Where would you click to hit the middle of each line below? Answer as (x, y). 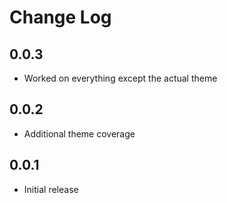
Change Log (60, 17)
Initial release (51, 189)
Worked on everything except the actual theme (120, 78)
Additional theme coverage (79, 133)
